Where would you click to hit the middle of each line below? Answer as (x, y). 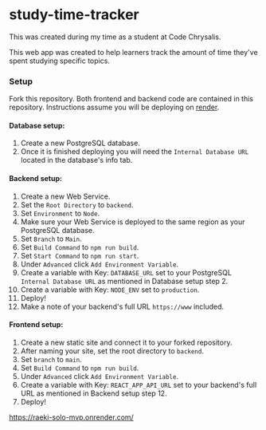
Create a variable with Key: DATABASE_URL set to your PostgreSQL (126, 272)
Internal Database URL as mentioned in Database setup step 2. (124, 281)
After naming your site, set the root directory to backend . (112, 351)
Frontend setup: (36, 325)
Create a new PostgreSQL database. (80, 143)
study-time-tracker (74, 15)
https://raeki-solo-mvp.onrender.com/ (71, 417)
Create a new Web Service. (65, 196)
